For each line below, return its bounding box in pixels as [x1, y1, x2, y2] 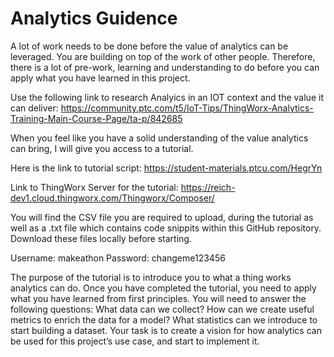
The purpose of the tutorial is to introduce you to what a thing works [10, 271, 292, 283]
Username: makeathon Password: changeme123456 [10, 252, 226, 264]
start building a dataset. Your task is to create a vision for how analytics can [10, 324, 322, 336]
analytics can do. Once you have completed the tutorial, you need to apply [10, 282, 317, 294]
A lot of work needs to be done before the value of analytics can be [10, 40, 289, 52]
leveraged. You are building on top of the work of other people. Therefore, [10, 50, 316, 62]
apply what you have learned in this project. [10, 72, 191, 84]
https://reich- [180, 181, 236, 193]
